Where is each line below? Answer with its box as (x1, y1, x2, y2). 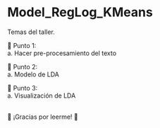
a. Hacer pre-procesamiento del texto (7, 49, 117, 57)
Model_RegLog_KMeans (7, 4, 153, 21)
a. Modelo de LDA (7, 70, 60, 78)
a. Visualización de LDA (7, 91, 76, 100)
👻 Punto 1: (7, 41, 37, 50)
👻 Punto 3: (7, 83, 38, 92)
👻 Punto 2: (7, 62, 37, 71)
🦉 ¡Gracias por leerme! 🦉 (7, 112, 79, 121)
